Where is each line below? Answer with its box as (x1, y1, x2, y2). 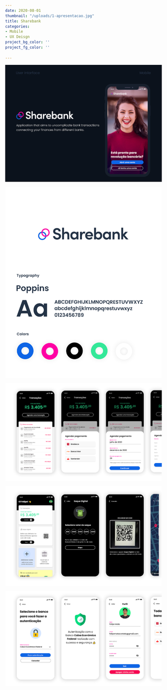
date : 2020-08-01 (5, 8, 41, 13)
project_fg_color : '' (5, 45, 50, 50)
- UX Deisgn (5, 34, 30, 39)
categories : (5, 24, 30, 29)
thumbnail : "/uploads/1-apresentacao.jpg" (5, 13, 94, 18)
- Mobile (5, 29, 23, 34)
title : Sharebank (5, 18, 41, 23)
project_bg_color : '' (5, 40, 50, 45)
